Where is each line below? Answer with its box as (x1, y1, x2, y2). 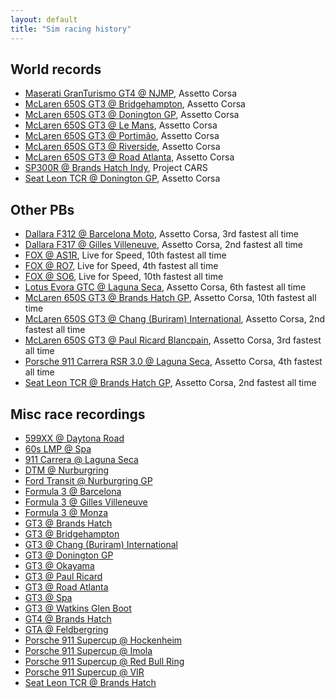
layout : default (10, 14, 78, 25)
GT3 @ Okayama (24, 559, 95, 571)
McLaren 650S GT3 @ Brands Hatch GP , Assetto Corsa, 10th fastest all (24, 292, 317, 304)
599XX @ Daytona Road (24, 432, 125, 444)
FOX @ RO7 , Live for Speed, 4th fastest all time (24, 260, 219, 272)
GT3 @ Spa (24, 591, 73, 603)
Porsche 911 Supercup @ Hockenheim (24, 634, 183, 646)
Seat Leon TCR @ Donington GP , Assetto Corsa (24, 172, 221, 185)
